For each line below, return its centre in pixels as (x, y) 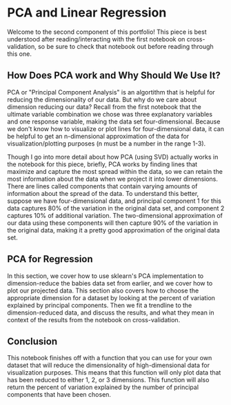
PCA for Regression (50, 259)
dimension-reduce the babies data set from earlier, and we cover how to (110, 283)
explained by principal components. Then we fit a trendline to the (100, 305)
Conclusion (32, 341)
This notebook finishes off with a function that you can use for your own (110, 358)
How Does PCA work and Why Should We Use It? (114, 76)
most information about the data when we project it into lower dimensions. (113, 179)
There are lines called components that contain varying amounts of (102, 186)
